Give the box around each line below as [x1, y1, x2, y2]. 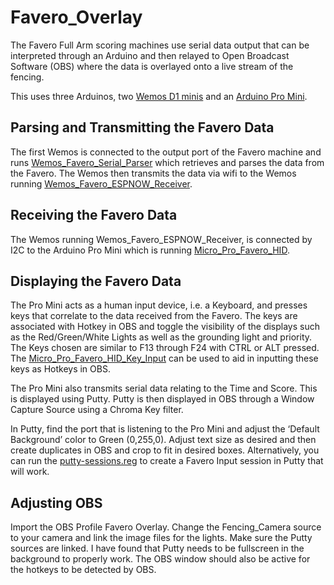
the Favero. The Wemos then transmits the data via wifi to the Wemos [10, 167, 297, 179]
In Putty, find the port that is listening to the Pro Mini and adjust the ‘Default [10, 423, 320, 435]
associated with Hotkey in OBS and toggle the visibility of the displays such [10, 321, 320, 333]
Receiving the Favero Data [10, 207, 178, 224]
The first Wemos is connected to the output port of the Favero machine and [10, 146, 322, 158]
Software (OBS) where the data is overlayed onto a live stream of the [10, 60, 294, 72]
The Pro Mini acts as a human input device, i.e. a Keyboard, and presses [10, 299, 308, 311]
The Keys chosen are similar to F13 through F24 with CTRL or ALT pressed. [10, 342, 320, 354]
